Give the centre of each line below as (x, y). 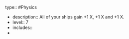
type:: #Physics (21, 7)
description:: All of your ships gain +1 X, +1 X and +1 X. (68, 17)
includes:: (22, 27)
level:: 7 (20, 22)
